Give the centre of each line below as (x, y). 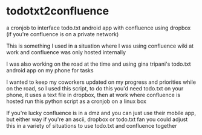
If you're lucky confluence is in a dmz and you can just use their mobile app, (101, 113)
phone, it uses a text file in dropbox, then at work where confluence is (93, 95)
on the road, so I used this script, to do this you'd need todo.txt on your (95, 88)
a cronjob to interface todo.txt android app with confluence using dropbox (99, 28)
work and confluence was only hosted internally (66, 52)
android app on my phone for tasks (50, 70)
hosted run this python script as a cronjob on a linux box (77, 101)
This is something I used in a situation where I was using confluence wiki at (100, 46)
